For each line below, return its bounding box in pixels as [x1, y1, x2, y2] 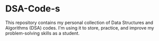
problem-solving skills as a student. [5, 30, 80, 36]
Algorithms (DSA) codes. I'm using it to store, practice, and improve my [5, 24, 154, 30]
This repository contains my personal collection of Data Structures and [5, 19, 153, 25]
